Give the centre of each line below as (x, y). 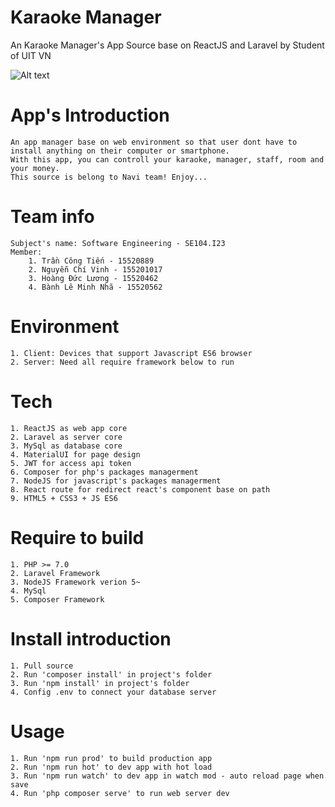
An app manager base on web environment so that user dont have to (154, 142)
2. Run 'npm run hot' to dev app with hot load (111, 767)
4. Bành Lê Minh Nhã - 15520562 (95, 287)
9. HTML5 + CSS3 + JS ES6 (64, 498)
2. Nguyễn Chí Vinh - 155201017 (95, 269)
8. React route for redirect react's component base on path (140, 489)
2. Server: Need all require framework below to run (122, 362)
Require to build (77, 537)
